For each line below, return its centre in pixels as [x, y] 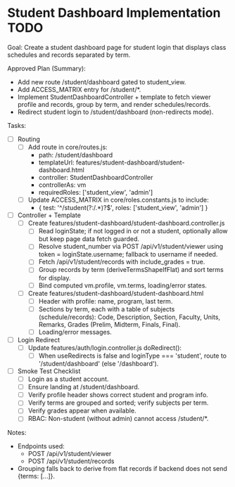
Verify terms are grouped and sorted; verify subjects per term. [118, 403]
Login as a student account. [68, 379]
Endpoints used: [41, 446]
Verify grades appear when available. [82, 411]
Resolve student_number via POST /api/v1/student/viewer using [131, 247]
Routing [29, 139]
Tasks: [17, 125]
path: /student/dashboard [76, 155]
